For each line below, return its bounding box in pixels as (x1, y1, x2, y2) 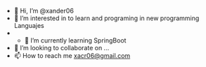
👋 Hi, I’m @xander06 (13, 7, 74, 15)
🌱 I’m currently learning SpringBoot (24, 36, 127, 45)
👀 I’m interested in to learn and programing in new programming (13, 14, 200, 22)
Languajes (13, 22, 44, 29)
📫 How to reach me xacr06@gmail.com (13, 52, 131, 59)
